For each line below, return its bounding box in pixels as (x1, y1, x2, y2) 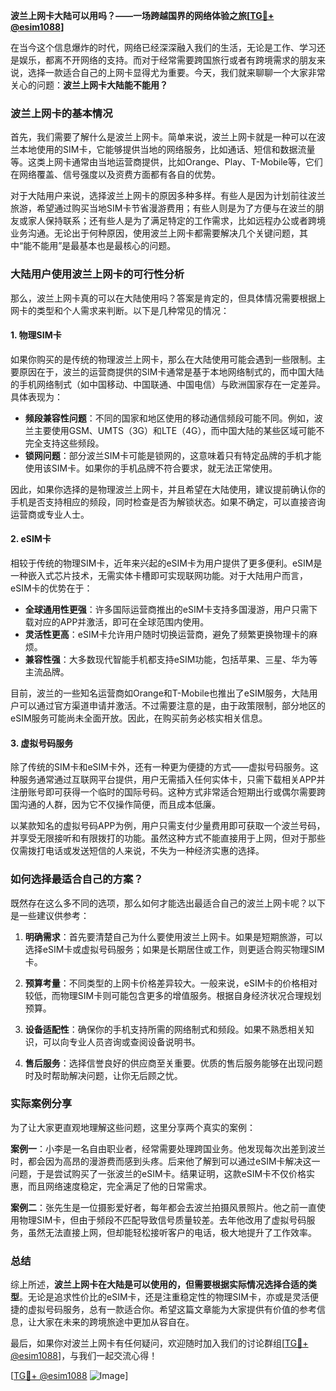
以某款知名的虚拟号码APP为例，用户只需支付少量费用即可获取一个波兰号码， (10, 820, 326, 832)
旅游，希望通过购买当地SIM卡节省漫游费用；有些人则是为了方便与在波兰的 (10, 202, 316, 214)
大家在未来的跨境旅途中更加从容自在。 (36, 1316, 195, 1328)
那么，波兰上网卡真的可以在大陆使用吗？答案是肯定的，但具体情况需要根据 (10, 292, 317, 304)
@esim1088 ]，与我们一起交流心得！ (10, 1350, 158, 1362)
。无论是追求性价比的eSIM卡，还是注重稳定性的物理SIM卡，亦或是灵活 (19, 1291, 310, 1303)
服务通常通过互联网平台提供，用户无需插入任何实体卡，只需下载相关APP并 (18, 774, 326, 786)
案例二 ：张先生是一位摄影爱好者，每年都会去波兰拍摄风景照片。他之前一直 (10, 1201, 317, 1213)
